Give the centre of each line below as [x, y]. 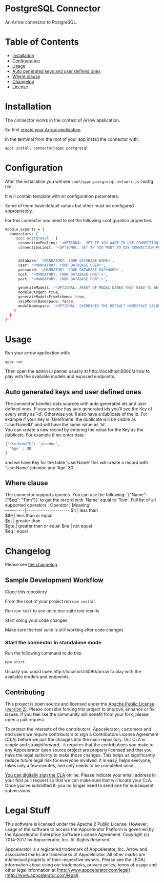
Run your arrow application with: [38, 353]
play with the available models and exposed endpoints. [60, 377]
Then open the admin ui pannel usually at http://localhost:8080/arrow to [78, 371]
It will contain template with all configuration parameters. [62, 196]
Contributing [25, 692]
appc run [14, 362]
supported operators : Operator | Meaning [47, 505]
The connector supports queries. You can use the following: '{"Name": [76, 495]
